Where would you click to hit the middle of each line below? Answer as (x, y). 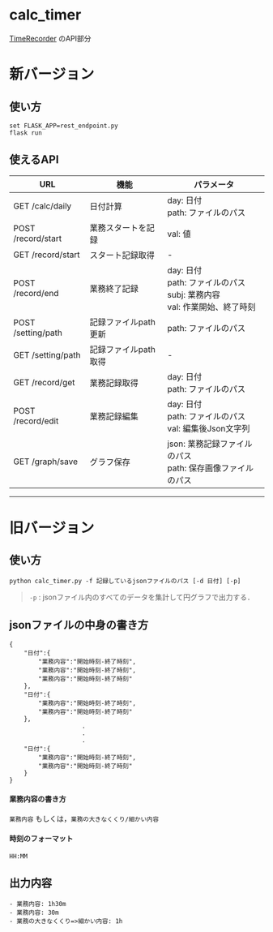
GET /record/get (44, 382)
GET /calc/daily (43, 206)
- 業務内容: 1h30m (38, 904)
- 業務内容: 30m (34, 913)
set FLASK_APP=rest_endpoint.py (64, 126)
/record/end (36, 293)
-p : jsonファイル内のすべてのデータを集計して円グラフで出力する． (141, 597)
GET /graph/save (45, 462)
